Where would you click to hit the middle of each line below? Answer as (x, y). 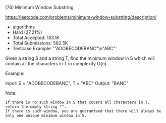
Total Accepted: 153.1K (36, 38)
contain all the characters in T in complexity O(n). (57, 64)
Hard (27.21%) (27, 32)
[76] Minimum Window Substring (40, 7)
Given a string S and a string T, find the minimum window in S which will (80, 58)
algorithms (24, 27)
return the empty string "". (36, 107)
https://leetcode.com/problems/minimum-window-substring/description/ (81, 17)
